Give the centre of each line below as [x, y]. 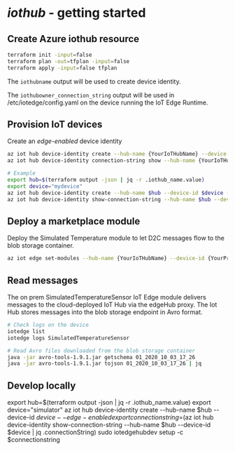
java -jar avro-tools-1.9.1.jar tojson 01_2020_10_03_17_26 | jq [104, 364]
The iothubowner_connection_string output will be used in [91, 95]
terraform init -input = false [50, 55]
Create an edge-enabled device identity [65, 141]
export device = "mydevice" [45, 186]
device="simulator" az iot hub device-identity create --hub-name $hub [109, 410]
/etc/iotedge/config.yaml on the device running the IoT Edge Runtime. [108, 102]
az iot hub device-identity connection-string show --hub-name [101, 161]
